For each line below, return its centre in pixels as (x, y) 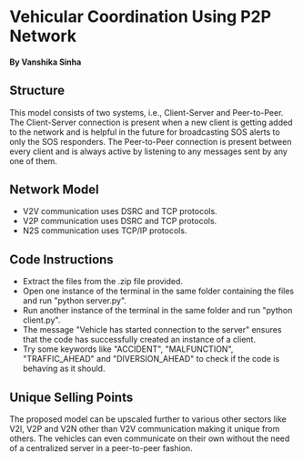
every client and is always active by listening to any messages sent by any (149, 151)
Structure (37, 91)
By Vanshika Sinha (45, 62)
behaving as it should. (64, 369)
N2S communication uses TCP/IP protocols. (105, 231)
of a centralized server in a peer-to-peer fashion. (101, 448)
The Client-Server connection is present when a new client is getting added (151, 122)
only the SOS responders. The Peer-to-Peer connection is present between (151, 141)
